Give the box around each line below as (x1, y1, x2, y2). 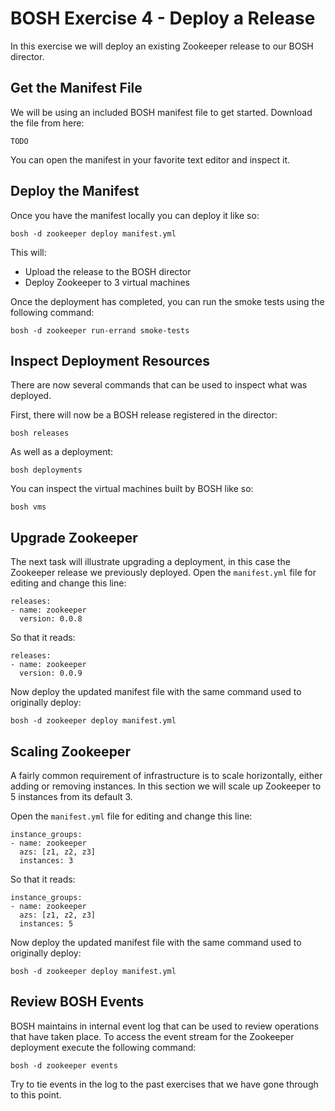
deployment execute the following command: (10, 1041, 197, 1053)
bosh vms (10, 502, 47, 512)
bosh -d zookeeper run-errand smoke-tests (10, 325, 190, 336)
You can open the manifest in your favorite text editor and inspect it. (10, 153, 291, 166)
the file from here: (10, 117, 85, 129)
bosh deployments (10, 465, 83, 476)
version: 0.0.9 (19, 668, 83, 679)
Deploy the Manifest (10, 183, 140, 200)
